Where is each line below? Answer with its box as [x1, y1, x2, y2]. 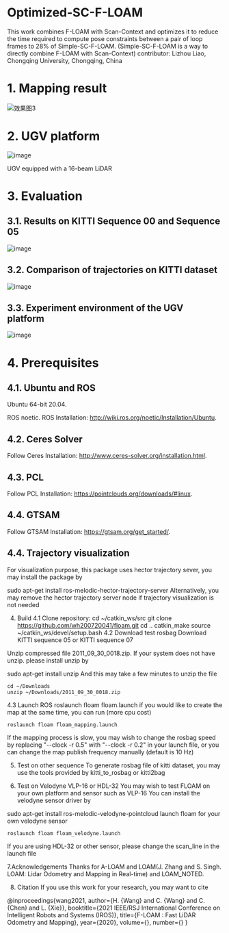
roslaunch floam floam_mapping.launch [7, 721, 118, 728]
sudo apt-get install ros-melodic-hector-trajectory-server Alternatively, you [7, 586, 219, 594]
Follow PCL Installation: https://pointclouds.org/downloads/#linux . [7, 489, 193, 498]
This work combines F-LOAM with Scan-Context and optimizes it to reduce [7, 27, 219, 36]
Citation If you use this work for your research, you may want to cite [16, 883, 208, 891]
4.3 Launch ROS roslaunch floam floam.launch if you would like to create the [7, 700, 223, 709]
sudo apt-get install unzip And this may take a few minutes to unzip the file [7, 669, 217, 678]
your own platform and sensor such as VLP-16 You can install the [16, 789, 200, 797]
